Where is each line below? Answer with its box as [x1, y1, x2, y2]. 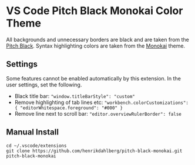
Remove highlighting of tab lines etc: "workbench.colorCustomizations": [14, 99, 189, 106]
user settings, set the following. [6, 81, 82, 88]
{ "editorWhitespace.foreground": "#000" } [14, 105, 123, 111]
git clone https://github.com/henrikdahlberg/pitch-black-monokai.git [6, 148, 183, 154]
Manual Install [6, 127, 59, 137]
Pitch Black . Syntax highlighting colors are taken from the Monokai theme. [6, 42, 186, 49]
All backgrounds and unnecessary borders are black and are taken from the [6, 36, 190, 43]
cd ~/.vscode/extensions [6, 143, 67, 149]
